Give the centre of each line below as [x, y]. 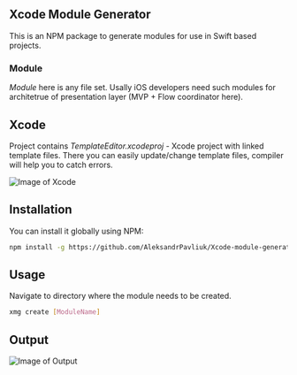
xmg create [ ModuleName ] [55, 312]
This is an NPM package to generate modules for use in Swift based [133, 35]
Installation [41, 210]
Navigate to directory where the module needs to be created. [120, 296]
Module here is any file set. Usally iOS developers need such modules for [142, 88]
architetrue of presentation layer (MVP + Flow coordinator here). [126, 97]
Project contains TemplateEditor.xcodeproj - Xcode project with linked [137, 146]
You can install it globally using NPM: [76, 231]
